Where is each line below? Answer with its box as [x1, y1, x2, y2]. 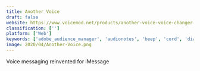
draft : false [6, 14, 39, 20]
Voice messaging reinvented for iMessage [6, 57, 110, 65]
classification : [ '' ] [6, 25, 60, 31]
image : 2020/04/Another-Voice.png [6, 42, 92, 48]
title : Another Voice [6, 8, 60, 15]
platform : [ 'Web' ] [6, 31, 52, 37]
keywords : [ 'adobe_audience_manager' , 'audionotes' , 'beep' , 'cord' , [6, 36, 183, 42]
